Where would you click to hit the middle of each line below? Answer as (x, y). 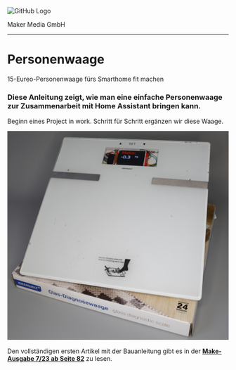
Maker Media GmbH (36, 24)
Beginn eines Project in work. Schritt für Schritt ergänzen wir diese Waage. (115, 121)
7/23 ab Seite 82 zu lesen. (74, 358)
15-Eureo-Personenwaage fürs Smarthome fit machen (86, 79)
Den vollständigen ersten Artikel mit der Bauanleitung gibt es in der (104, 351)
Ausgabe (21, 358)
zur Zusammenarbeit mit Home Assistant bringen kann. (104, 106)
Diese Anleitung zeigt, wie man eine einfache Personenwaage (115, 97)
